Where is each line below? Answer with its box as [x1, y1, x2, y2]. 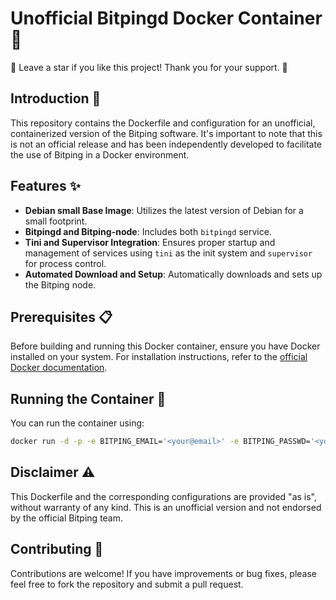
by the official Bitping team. [10, 512, 124, 524]
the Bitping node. [24, 278, 97, 291]
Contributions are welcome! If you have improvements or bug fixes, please [10, 567, 318, 579]
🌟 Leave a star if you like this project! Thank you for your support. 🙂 [10, 61, 288, 73]
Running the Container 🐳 [10, 390, 167, 407]
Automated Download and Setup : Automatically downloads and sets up [24, 268, 323, 280]
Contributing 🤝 [10, 541, 104, 558]
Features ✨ [10, 178, 81, 195]
